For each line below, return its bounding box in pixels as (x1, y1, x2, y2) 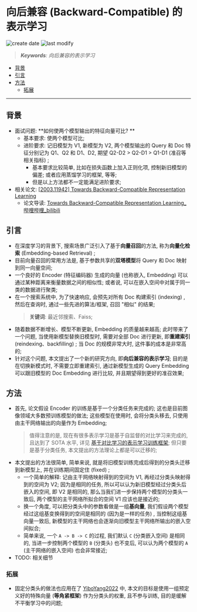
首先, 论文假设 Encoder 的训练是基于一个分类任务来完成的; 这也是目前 (14, 405, 183, 412)
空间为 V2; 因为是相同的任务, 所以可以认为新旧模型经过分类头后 (33, 481, 186, 488)
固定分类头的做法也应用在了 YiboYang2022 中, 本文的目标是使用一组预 (14, 584, 185, 592)
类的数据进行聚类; (14, 286, 58, 293)
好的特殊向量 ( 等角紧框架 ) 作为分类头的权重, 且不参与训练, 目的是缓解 (19, 592, 186, 599)
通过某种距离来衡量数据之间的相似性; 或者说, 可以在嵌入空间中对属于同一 (14, 279, 191, 286)
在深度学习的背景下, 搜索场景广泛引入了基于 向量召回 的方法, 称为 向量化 (14, 242, 185, 249)
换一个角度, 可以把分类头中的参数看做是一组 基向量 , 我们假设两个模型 (23, 503, 189, 510)
